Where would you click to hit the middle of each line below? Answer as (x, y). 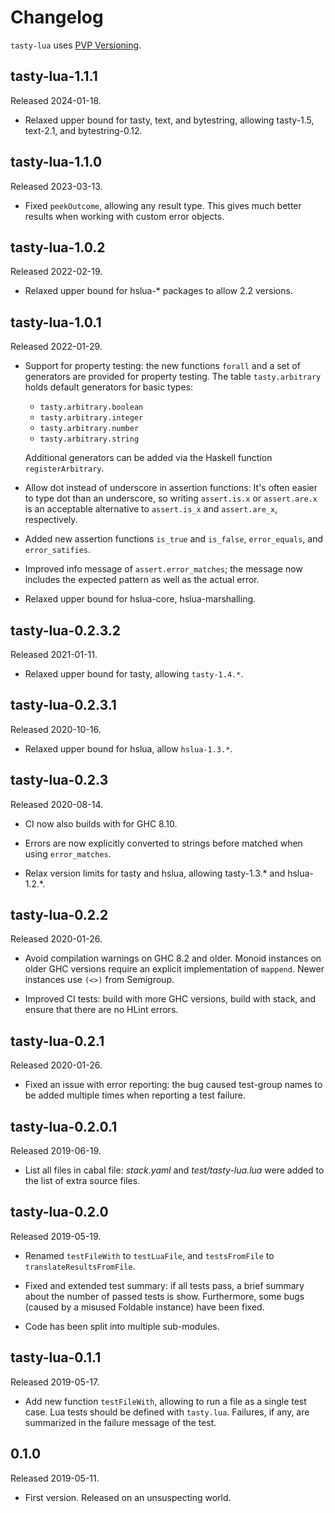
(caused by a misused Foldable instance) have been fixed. (144, 1307)
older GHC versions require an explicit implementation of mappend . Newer (174, 969)
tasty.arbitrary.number (89, 429)
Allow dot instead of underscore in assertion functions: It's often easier (171, 488)
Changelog (57, 17)
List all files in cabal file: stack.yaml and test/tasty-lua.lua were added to (174, 1170)
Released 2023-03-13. (56, 186)
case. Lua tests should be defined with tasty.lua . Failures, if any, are (167, 1412)
